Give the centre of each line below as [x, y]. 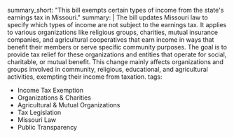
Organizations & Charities [54, 98]
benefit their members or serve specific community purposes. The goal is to [117, 47]
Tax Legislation [39, 112]
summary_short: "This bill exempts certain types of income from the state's [116, 10]
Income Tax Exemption [50, 90]
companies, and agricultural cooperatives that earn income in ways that [111, 40]
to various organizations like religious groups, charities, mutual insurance [113, 32]
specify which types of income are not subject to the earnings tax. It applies [117, 25]
